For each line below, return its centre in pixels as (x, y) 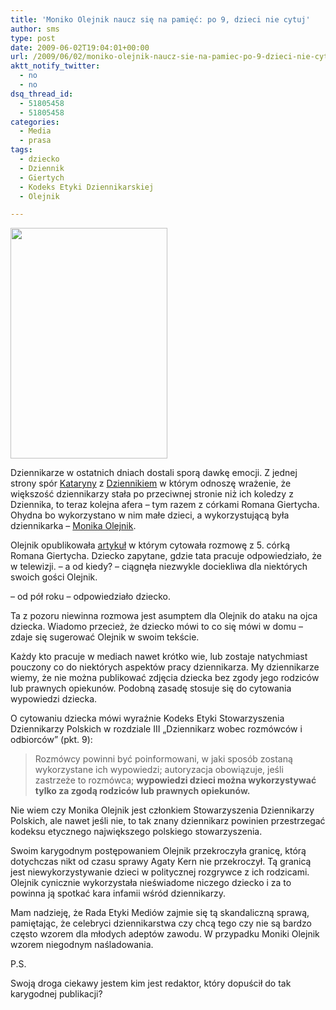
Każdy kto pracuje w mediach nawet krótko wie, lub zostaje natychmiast (159, 657)
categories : (35, 122)
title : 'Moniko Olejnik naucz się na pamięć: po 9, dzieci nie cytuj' (160, 19)
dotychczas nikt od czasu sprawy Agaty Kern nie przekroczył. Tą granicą (161, 862)
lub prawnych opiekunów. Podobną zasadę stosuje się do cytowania (151, 688)
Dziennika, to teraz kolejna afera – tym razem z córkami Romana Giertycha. (165, 505)
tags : (21, 150)
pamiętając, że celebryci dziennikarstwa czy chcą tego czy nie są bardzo (161, 923)
